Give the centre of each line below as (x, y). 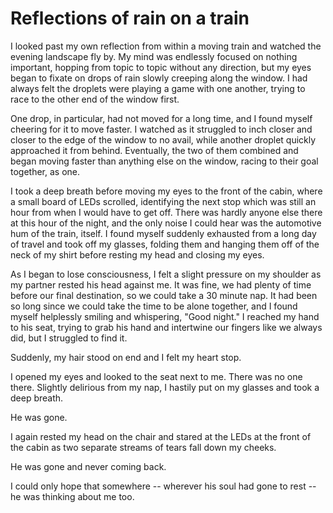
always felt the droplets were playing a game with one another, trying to (158, 88)
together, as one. (45, 171)
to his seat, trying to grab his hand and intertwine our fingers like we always (166, 327)
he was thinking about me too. (72, 496)
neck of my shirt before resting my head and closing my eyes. (137, 254)
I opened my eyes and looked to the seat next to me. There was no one (156, 376)
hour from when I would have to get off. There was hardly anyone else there (166, 212)
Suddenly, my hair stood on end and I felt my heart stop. (126, 357)
